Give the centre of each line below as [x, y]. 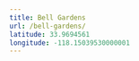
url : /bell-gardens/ [48, 26]
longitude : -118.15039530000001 [69, 43]
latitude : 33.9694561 [50, 34]
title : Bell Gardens [48, 17]
